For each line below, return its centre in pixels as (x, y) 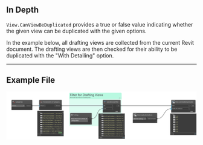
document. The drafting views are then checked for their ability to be (92, 49)
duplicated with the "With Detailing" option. (60, 55)
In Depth (23, 10)
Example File (31, 80)
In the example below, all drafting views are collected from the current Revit (100, 42)
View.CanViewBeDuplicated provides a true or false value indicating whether (100, 24)
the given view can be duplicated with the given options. (76, 31)
